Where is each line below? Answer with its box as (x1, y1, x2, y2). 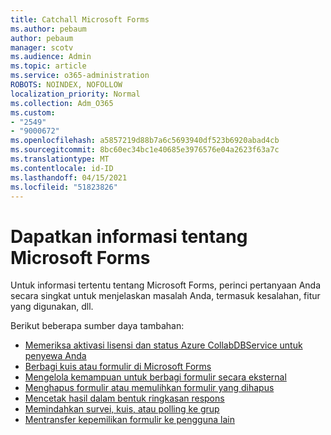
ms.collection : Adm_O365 (10, 98, 114, 108)
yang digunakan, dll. (10, 301, 94, 313)
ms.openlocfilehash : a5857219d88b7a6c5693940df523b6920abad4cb (10, 136, 280, 146)
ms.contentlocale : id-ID (10, 163, 114, 173)
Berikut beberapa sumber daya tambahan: (10, 320, 185, 332)
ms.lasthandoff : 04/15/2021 (10, 172, 128, 183)
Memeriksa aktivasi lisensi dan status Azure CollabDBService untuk (24, 339, 303, 351)
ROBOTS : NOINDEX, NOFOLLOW (10, 80, 123, 90)
